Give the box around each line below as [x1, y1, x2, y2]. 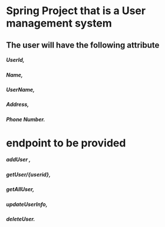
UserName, [6, 86, 35, 93]
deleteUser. [6, 215, 35, 222]
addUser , [6, 156, 31, 163]
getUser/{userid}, [6, 171, 51, 178]
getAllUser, [6, 186, 35, 193]
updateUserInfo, [6, 201, 48, 208]
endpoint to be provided [6, 136, 126, 149]
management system [6, 16, 112, 30]
